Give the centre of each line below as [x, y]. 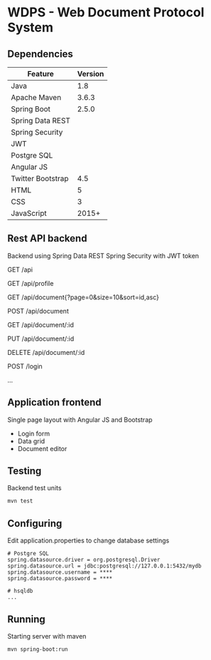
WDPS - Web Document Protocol [106, 12]
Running [27, 619]
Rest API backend [47, 238]
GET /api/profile [31, 283]
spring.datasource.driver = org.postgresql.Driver [84, 560]
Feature [41, 74]
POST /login [25, 366]
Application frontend [54, 402]
